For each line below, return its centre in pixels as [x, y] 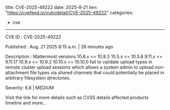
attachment [17, 72]
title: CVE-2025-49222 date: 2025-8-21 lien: [51, 7]
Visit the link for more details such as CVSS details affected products [77, 97]
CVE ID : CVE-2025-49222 [33, 37]
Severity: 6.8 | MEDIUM [30, 88]
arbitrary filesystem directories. [38, 78]
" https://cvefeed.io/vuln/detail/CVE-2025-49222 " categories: [69, 13]
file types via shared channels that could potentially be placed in [97, 72]
